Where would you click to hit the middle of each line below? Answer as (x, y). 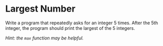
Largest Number (40, 9)
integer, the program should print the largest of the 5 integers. (70, 28)
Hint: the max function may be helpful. (45, 38)
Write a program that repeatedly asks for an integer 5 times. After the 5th (82, 23)
